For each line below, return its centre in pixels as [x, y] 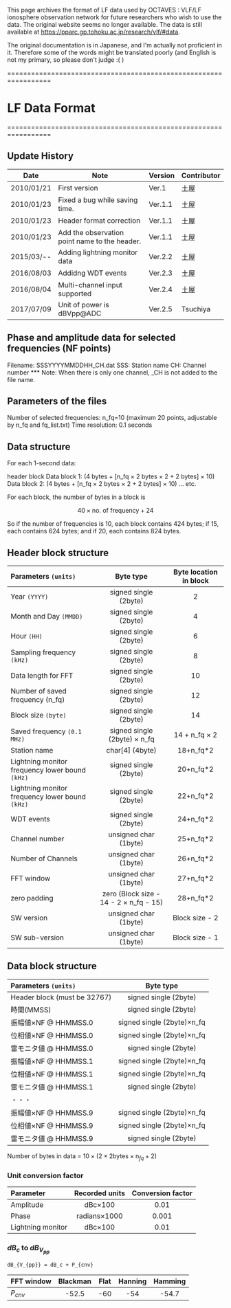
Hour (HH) [27, 636]
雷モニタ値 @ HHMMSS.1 [52, 1087]
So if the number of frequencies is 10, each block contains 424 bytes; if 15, [113, 524]
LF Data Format [52, 108]
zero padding [32, 898]
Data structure [39, 446]
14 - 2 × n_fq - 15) [131, 902]
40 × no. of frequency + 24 [115, 511]
